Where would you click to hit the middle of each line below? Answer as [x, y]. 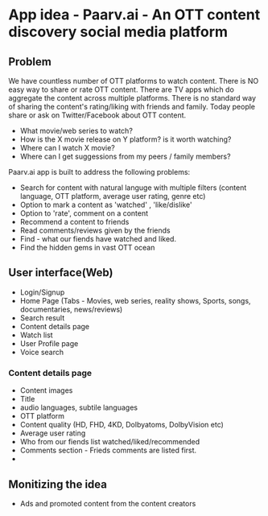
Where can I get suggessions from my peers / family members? [125, 156]
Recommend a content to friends [74, 222]
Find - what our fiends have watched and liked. [98, 239]
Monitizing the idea [58, 484]
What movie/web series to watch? [76, 131]
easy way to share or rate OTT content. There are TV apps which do [122, 89]
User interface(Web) [61, 272]
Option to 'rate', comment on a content [84, 213]
